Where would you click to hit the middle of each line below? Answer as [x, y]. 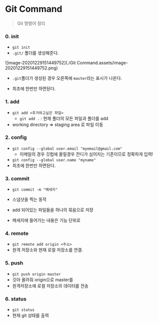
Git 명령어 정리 [31, 23]
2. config [16, 137]
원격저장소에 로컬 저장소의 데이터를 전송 [50, 286]
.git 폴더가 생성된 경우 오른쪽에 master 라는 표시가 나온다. [67, 78]
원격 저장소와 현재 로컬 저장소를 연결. [48, 250]
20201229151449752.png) [31, 68]
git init [21, 48]
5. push [14, 263]
